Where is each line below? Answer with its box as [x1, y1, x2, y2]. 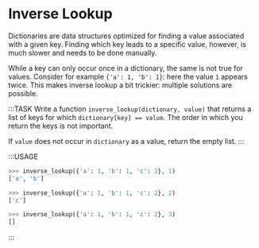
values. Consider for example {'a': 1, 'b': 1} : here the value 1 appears [8, 72, 248, 81]
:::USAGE [8, 152, 38, 161]
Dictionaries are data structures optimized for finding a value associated [8, 31, 245, 41]
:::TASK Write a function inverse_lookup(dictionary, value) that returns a [8, 104, 252, 114]
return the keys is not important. [8, 121, 114, 130]
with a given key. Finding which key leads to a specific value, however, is [8, 39, 246, 48]
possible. [8, 88, 38, 98]
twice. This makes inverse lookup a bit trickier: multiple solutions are [8, 80, 233, 90]
